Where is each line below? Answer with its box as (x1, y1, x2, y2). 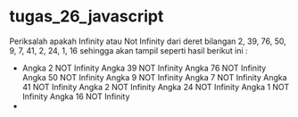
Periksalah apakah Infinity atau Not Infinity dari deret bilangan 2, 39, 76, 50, (9, 36, 287, 46)
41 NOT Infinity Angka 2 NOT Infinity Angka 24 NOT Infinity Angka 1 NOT (21, 81, 290, 92)
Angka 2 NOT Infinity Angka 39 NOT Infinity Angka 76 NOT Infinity (21, 63, 267, 73)
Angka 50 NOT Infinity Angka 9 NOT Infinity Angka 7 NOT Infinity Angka (21, 71, 287, 82)
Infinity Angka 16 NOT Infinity (21, 91, 130, 102)
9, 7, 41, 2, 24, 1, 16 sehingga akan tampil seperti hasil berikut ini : (9, 45, 248, 55)
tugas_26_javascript (9, 6, 164, 27)
